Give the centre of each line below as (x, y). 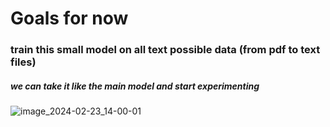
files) (23, 62)
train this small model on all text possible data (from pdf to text (165, 50)
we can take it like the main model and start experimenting (135, 86)
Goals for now (69, 18)
